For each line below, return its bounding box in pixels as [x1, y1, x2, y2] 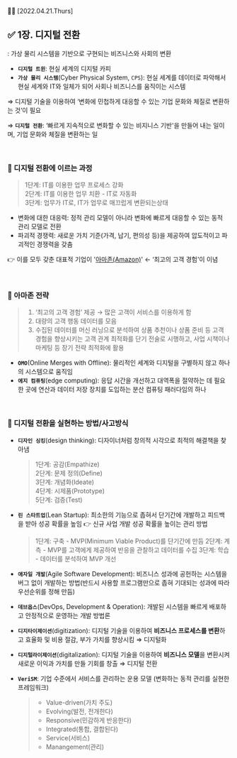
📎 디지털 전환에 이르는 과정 [7, 163, 93, 173]
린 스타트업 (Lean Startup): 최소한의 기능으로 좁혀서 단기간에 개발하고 [17, 510, 207, 519]
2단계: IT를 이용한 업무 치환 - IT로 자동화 [24, 189, 137, 198]
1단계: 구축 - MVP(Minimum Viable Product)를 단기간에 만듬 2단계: [35, 537, 223, 545]
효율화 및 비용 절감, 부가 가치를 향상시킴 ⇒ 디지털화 [25, 635, 167, 644]
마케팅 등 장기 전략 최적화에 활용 [35, 344, 125, 352]
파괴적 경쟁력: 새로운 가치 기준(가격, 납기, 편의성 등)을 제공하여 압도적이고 [17, 231, 221, 240]
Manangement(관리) [45, 742, 105, 751]
